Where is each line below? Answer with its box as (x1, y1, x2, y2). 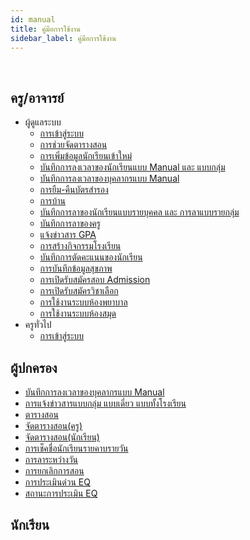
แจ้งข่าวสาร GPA (39, 229, 97, 241)
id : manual (10, 14, 56, 25)
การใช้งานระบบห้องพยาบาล (39, 296, 128, 308)
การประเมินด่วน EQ (24, 476, 91, 488)
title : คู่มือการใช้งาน (10, 24, 81, 34)
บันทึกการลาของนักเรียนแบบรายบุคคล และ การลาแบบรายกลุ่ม (39, 206, 240, 218)
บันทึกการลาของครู (39, 217, 101, 230)
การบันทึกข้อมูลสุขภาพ (39, 262, 113, 275)
